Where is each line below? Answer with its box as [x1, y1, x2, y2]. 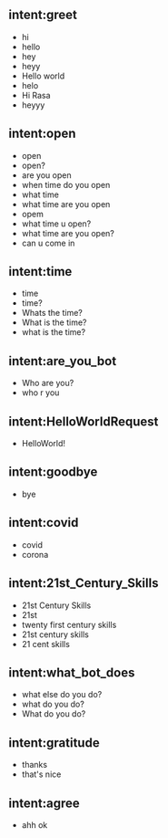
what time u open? [21, 218, 92, 229]
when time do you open [21, 179, 111, 190]
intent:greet [8, 7, 78, 23]
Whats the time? [21, 308, 84, 319]
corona [21, 549, 49, 560]
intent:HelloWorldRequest [8, 414, 159, 429]
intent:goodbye [8, 465, 98, 480]
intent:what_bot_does [8, 665, 135, 680]
